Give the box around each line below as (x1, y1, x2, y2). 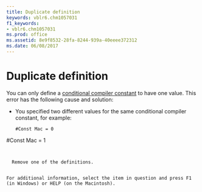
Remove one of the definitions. (12, 159, 94, 165)
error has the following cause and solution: (6, 96, 114, 103)
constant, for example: (15, 114, 72, 121)
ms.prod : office (6, 32, 47, 38)
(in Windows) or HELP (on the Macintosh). (6, 180, 116, 187)
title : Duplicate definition (6, 9, 80, 15)
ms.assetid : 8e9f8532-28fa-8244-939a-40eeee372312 (6, 37, 138, 43)
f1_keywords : (6, 20, 40, 26)
